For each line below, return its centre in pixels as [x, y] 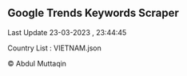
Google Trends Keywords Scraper [93, 13]
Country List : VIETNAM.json [54, 48]
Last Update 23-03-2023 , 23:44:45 [67, 32]
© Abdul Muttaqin [37, 63]
